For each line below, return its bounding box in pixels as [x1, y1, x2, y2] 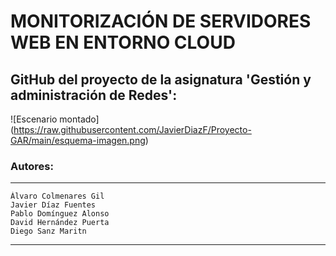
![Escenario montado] [10, 113, 100, 125]
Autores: [10, 159, 54, 173]
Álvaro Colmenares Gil [10, 191, 105, 202]
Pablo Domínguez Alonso [10, 209, 110, 219]
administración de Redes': [10, 86, 178, 104]
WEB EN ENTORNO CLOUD [10, 31, 236, 54]
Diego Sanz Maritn [10, 226, 87, 237]
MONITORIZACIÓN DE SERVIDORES [10, 10, 312, 33]
